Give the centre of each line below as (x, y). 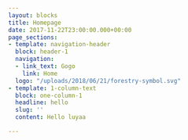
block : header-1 (42, 52)
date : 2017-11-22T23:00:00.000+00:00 (70, 30)
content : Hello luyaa (51, 117)
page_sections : (33, 37)
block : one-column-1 (49, 95)
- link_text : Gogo (46, 66)
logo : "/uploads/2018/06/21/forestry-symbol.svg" (98, 81)
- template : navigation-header (59, 45)
